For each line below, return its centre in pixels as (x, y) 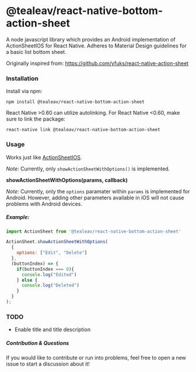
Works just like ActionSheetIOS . (44, 157)
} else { (27, 280)
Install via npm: (24, 91)
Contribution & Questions (38, 343)
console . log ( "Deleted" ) (50, 285)
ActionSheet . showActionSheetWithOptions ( (57, 242)
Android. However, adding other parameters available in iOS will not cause (95, 197)
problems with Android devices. (44, 204)
